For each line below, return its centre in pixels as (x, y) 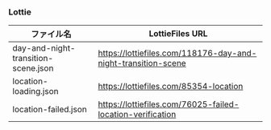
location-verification (137, 115)
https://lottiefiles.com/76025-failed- (169, 104)
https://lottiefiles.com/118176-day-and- (177, 53)
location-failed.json (50, 109)
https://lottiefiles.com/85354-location (171, 87)
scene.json (33, 68)
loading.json (35, 91)
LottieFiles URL (178, 34)
